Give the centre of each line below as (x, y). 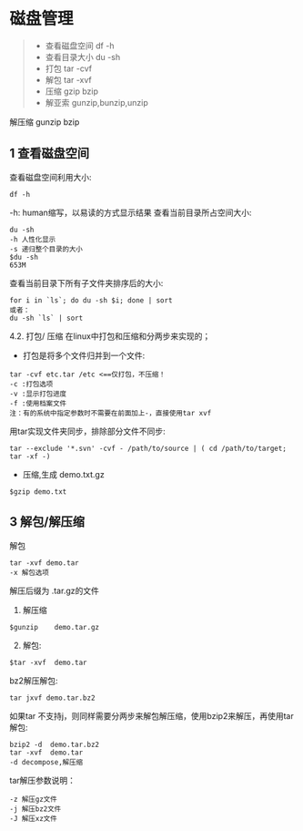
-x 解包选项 (30, 572)
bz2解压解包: (34, 681)
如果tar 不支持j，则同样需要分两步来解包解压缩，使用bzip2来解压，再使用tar (151, 715)
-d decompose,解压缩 (46, 762)
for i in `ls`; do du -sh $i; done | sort (91, 300)
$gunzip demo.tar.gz (55, 627)
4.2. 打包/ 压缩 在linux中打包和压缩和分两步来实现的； (110, 336)
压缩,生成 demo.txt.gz (63, 474)
